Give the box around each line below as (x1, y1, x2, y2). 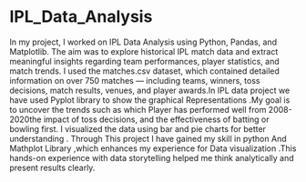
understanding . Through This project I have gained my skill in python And (9, 133, 287, 144)
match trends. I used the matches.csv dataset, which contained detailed (9, 66, 280, 76)
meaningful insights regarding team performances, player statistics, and (9, 56, 280, 66)
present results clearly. (9, 162, 96, 173)
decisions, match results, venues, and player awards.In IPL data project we (9, 85, 291, 96)
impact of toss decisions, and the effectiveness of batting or (43, 114, 270, 125)
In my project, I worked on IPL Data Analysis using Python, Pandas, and (9, 36, 278, 47)
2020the (9, 114, 42, 125)
